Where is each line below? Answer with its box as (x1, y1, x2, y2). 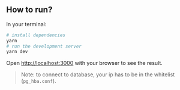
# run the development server (6, 43, 82, 49)
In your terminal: (6, 20, 47, 27)
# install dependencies (6, 32, 66, 38)
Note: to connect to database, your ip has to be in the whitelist (20, 71, 175, 78)
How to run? (6, 5, 53, 15)
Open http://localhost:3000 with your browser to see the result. (6, 60, 163, 67)
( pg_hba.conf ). (20, 77, 56, 85)
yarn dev (6, 49, 28, 55)
